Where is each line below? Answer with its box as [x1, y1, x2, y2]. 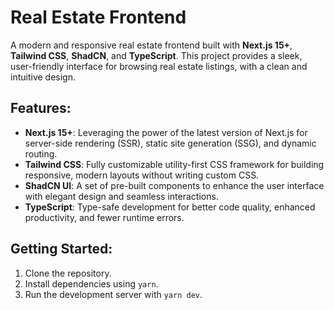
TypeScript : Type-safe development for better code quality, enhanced [24, 201, 316, 213]
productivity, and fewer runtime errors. [24, 211, 185, 223]
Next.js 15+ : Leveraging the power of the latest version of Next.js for [24, 126, 308, 138]
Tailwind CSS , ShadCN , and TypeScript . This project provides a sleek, [10, 49, 303, 61]
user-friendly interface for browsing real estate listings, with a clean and [10, 60, 308, 72]
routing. [24, 147, 58, 160]
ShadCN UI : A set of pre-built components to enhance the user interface [24, 179, 325, 191]
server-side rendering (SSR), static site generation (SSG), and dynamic [24, 137, 317, 149]
